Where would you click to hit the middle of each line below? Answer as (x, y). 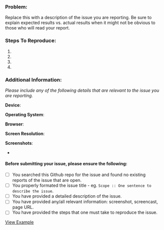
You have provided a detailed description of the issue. (67, 196)
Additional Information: (33, 79)
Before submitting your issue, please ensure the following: (66, 164)
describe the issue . (33, 191)
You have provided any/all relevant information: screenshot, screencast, (85, 202)
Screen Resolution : (25, 133)
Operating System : (25, 114)
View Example (19, 222)
